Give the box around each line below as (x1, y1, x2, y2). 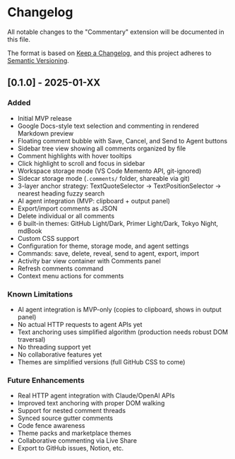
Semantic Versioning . (7, 56, 69, 64)
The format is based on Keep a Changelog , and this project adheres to (7, 49, 212, 57)
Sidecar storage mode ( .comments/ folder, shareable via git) (17, 174, 191, 182)
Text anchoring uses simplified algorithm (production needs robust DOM (17, 328, 228, 336)
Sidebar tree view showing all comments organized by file (17, 144, 186, 153)
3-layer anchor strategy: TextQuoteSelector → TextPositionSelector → (17, 181, 222, 190)
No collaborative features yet (17, 350, 102, 359)
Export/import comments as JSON (17, 204, 118, 213)
